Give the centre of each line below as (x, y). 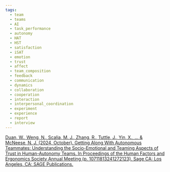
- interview (23, 123)
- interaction (25, 99)
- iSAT (17, 52)
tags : (11, 10)
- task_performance (30, 29)
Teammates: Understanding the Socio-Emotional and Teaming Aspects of (82, 148)
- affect (19, 66)
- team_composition (30, 71)
